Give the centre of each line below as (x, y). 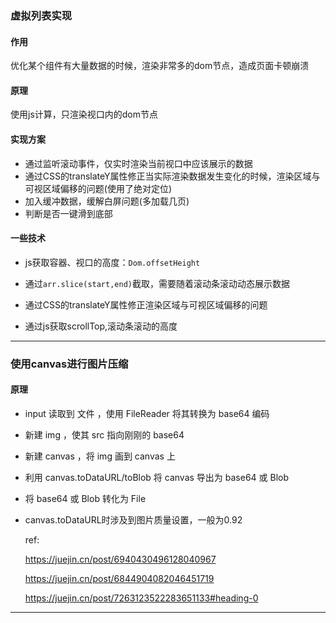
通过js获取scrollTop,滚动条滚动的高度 (101, 326)
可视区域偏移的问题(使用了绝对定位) (98, 188)
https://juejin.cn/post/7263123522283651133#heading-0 (141, 598)
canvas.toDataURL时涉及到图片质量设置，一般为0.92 (133, 519)
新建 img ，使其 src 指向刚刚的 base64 (104, 434)
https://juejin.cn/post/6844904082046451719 (119, 578)
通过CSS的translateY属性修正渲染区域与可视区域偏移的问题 (146, 304)
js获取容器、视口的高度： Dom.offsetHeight (112, 262)
